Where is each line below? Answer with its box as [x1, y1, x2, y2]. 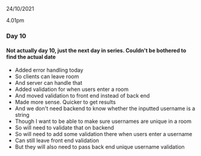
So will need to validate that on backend [14, 124, 114, 131]
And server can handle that [14, 80, 83, 87]
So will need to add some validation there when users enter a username [14, 131, 193, 138]
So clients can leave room [14, 73, 79, 80]
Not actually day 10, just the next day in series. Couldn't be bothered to [6, 46, 187, 54]
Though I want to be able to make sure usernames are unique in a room [14, 117, 192, 125]
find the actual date [6, 53, 56, 60]
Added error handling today [14, 66, 84, 74]
